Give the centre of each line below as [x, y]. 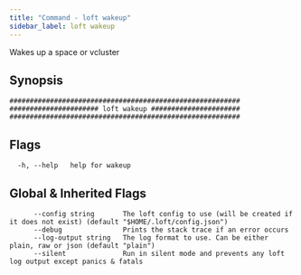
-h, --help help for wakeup [74, 166]
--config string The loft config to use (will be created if [163, 213]
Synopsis [36, 80]
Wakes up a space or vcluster [65, 52]
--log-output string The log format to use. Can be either [151, 237]
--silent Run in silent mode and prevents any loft [159, 253]
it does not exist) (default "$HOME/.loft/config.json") [119, 222]
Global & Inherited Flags [78, 193]
